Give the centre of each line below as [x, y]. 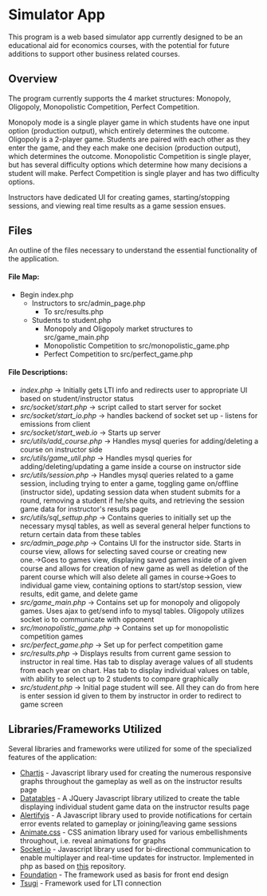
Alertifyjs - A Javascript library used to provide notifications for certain [136, 815]
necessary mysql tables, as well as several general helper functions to [135, 526]
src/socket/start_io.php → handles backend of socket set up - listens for [139, 415]
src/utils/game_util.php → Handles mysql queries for [106, 458]
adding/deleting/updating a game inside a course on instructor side [130, 466]
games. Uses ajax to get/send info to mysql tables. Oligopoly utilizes [132, 611]
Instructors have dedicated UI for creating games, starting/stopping [119, 197]
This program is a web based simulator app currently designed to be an [126, 37]
